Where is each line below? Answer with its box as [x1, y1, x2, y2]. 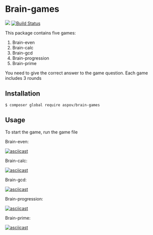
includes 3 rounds [5, 75, 42, 81]
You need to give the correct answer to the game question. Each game [5, 70, 149, 76]
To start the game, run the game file [5, 129, 78, 135]
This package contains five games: [5, 30, 76, 35]
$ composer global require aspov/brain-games [5, 102, 100, 107]
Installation [5, 90, 40, 98]
